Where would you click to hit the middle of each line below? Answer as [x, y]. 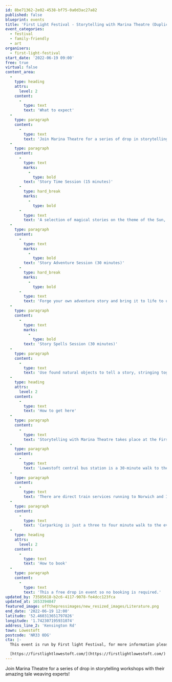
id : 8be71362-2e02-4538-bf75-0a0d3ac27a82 [51, 10]
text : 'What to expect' [49, 110]
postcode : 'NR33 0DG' [28, 635]
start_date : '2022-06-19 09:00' [40, 58]
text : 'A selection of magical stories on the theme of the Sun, [95, 220]
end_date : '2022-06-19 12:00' [38, 611]
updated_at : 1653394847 [31, 602]
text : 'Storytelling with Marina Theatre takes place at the [90, 439]
